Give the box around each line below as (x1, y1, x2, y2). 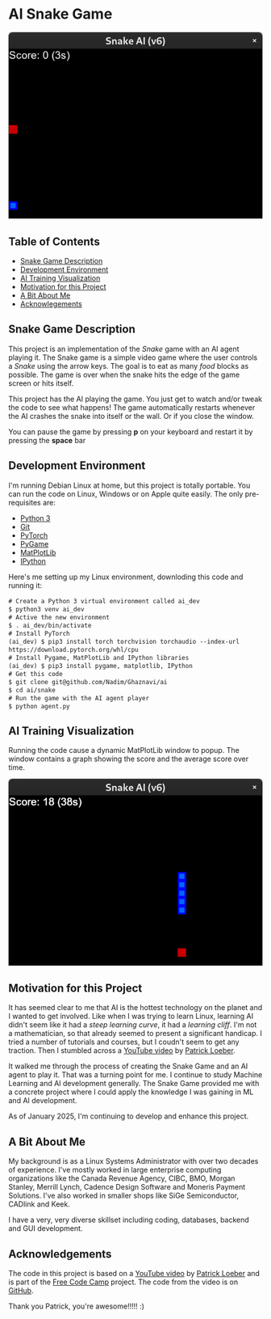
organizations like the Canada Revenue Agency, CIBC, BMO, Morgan (8, 1173, 236, 1183)
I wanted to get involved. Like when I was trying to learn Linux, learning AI (8, 1012, 254, 1021)
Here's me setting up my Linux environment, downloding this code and (8, 572, 244, 581)
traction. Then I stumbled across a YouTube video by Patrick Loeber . (8, 1046, 236, 1055)
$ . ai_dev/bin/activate (8, 621, 92, 629)
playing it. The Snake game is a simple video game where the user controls (8, 353, 258, 362)
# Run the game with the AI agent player (8, 694, 150, 702)
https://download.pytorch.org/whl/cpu (8, 645, 139, 653)
